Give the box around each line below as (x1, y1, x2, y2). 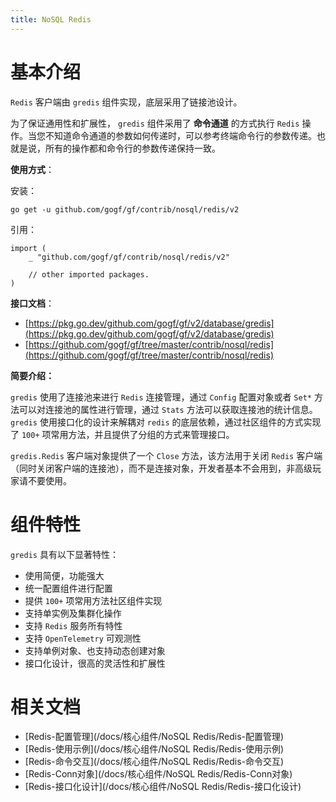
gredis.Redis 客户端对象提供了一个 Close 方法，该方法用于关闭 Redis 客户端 (10, 449, 323, 461)
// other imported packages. (28, 269, 150, 280)
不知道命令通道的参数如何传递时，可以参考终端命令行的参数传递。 (44, 129, 317, 141)
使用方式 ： (10, 163, 55, 175)
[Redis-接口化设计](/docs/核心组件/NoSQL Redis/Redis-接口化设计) (24, 781, 302, 793)
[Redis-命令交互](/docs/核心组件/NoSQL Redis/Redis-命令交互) (24, 756, 285, 768)
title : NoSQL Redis (10, 14, 92, 25)
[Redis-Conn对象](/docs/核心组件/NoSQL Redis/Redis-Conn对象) (24, 768, 293, 780)
